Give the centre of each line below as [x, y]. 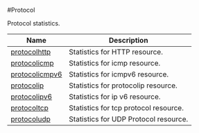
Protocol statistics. [34, 23]
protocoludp [31, 119]
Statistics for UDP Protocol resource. [129, 119]
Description [128, 40]
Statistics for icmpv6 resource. [119, 74]
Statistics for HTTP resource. [116, 52]
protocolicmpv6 [36, 74]
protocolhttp [31, 52]
